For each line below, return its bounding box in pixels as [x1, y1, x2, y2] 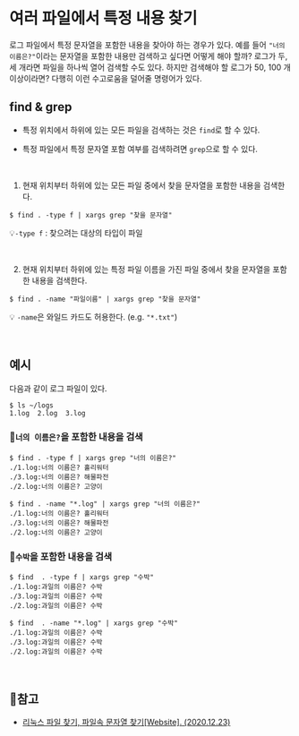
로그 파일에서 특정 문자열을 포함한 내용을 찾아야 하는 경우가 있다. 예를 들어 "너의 [9, 39, 286, 50]
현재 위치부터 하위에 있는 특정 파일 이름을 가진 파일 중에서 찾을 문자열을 [21, 263, 271, 274]
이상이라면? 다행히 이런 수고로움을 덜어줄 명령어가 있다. [9, 73, 202, 83]
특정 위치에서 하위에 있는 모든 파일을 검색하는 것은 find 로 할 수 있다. [21, 124, 261, 135]
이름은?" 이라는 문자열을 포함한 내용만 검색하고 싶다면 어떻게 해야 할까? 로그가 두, [9, 50, 288, 61]
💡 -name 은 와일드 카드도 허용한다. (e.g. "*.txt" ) [9, 311, 178, 322]
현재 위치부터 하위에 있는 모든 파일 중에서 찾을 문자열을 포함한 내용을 [21, 180, 261, 191]
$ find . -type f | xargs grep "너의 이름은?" [9, 453, 177, 462]
